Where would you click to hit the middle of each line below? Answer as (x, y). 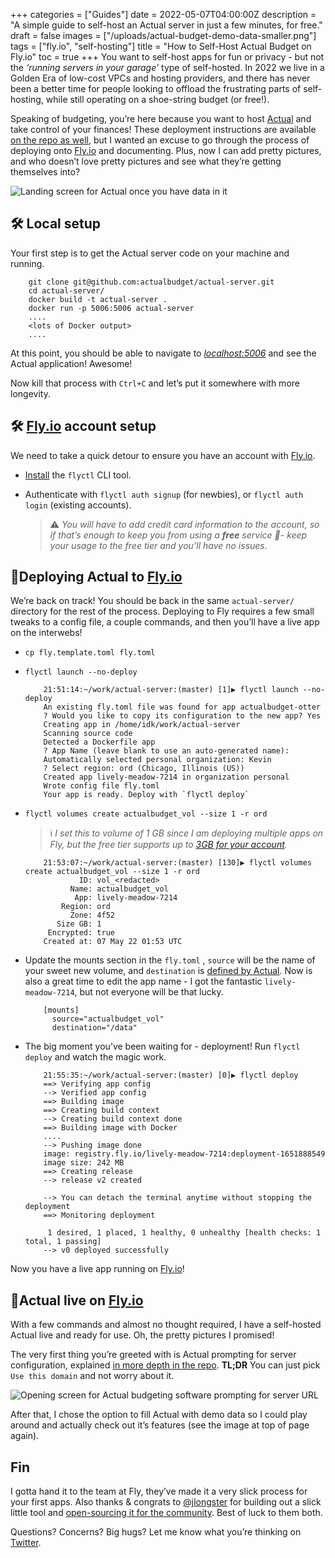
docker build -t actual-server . (98, 299)
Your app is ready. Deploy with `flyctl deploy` (146, 795)
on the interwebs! (46, 633)
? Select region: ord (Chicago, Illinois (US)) (144, 769)
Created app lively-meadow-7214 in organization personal (166, 777)
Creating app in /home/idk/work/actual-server (142, 725)
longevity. (30, 393)
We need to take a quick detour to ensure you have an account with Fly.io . (163, 455)
